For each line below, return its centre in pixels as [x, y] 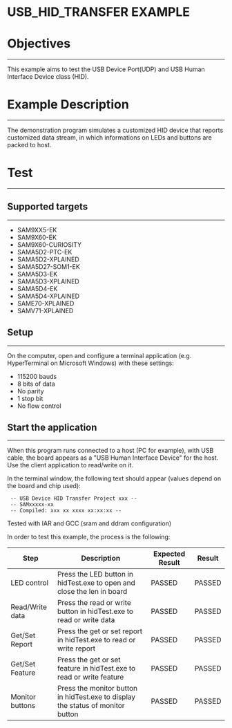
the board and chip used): [44, 486]
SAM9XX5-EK [37, 230]
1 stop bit [30, 398]
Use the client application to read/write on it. [70, 465]
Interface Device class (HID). [48, 77]
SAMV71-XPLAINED [45, 310]
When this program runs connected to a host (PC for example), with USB [110, 451]
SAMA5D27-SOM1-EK [49, 266]
